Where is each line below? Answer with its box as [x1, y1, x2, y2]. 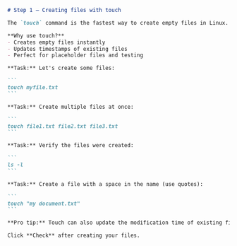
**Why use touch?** [7, 32, 65, 39]
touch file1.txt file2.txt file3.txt [7, 122, 119, 130]
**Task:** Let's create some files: [7, 64, 115, 72]
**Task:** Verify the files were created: [7, 142, 134, 149]
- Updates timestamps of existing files [7, 45, 128, 52]
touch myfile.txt [7, 84, 59, 91]
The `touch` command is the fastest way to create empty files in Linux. [7, 19, 229, 26]
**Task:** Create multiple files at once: [7, 103, 134, 110]
